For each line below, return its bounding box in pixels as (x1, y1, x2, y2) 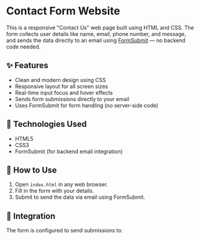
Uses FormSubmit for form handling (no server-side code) (14, 102, 159, 109)
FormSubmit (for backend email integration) (14, 148, 123, 155)
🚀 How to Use (6, 165, 57, 175)
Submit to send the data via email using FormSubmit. (14, 193, 146, 201)
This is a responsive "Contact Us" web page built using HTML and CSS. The (6, 24, 195, 31)
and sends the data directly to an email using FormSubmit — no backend (6, 37, 186, 44)
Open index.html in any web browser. (14, 181, 108, 188)
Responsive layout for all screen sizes (14, 83, 108, 90)
